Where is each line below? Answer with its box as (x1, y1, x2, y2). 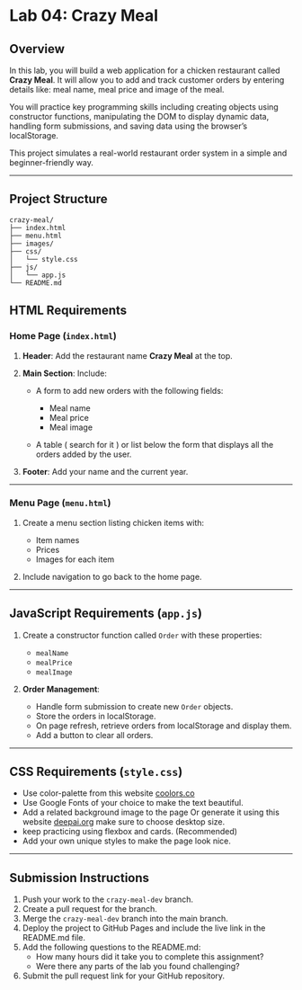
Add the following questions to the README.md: (22, 941, 201, 953)
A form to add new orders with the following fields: (35, 385, 224, 396)
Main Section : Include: (22, 368, 108, 379)
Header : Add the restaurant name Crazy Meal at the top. (22, 350, 234, 361)
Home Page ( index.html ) (9, 330, 117, 343)
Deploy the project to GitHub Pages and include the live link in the (22, 923, 266, 933)
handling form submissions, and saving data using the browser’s (9, 120, 248, 131)
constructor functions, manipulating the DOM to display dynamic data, (9, 111, 270, 121)
